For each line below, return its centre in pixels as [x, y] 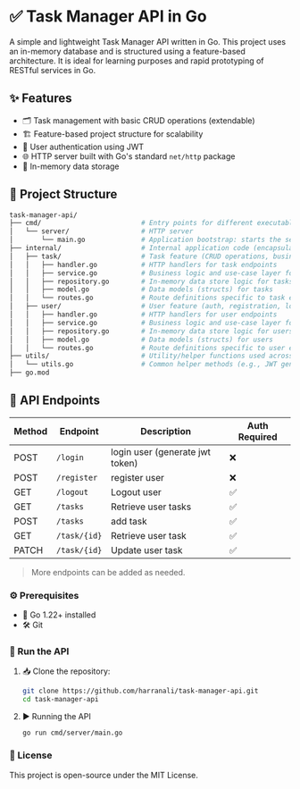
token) [125, 463]
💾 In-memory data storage [71, 166]
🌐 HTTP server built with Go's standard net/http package [129, 156]
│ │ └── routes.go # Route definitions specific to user [147, 348]
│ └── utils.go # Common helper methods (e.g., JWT [143, 365]
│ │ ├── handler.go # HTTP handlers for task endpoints [143, 264]
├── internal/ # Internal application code [129, 248]
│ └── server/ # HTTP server [101, 231]
